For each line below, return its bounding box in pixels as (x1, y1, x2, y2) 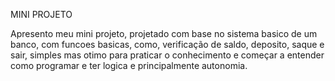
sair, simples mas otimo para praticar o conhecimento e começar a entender (10, 49, 325, 61)
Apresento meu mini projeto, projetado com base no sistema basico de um (10, 28, 318, 39)
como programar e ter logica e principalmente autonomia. (10, 60, 248, 71)
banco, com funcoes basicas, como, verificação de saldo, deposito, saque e (10, 39, 325, 50)
